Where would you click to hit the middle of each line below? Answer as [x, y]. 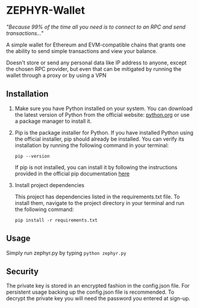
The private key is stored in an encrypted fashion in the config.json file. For [98, 286]
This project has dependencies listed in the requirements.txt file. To [97, 197]
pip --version [32, 156]
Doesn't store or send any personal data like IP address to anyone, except [97, 63]
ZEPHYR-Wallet [45, 10]
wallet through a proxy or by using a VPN [56, 75]
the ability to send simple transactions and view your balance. [82, 51]
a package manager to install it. [53, 121]
